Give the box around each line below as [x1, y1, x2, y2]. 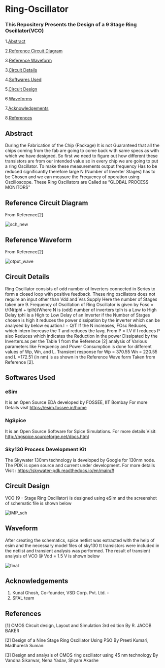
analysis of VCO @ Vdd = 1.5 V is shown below [5, 553, 100, 559]
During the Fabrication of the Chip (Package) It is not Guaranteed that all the [5, 142, 160, 149]
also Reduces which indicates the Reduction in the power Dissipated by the [5, 333, 158, 339]
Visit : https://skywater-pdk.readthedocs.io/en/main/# [5, 468, 115, 473]
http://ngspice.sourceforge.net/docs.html [5, 433, 89, 439]
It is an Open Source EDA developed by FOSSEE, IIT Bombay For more [5, 399, 148, 405]
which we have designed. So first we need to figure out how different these [5, 153, 158, 159]
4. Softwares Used [5, 77, 42, 82]
